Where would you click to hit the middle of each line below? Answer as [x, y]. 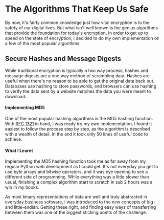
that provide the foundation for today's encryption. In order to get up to [77, 33]
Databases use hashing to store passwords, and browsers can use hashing [81, 86]
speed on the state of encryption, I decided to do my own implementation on [82, 38]
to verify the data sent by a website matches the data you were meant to [78, 91]
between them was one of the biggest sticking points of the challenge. [76, 212]
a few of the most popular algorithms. [43, 43]
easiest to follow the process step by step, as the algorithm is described [78, 129]
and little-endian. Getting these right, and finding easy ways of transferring [81, 207]
